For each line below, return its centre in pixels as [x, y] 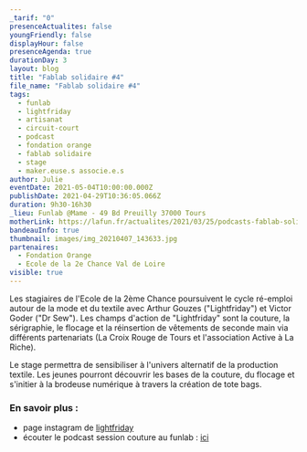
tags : [20, 94]
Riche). [23, 347]
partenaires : [34, 247]
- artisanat [41, 120]
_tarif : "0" [32, 18]
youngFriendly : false [51, 35]
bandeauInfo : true [44, 230]
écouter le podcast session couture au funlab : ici [116, 437]
